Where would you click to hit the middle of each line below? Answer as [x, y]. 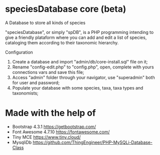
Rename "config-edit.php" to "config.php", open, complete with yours [83, 67]
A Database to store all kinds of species [45, 23]
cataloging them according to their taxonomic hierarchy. [62, 42]
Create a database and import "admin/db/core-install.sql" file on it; [80, 62]
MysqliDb [22, 142]
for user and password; [36, 83]
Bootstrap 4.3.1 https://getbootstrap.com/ [54, 126]
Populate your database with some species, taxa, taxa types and [78, 88]
